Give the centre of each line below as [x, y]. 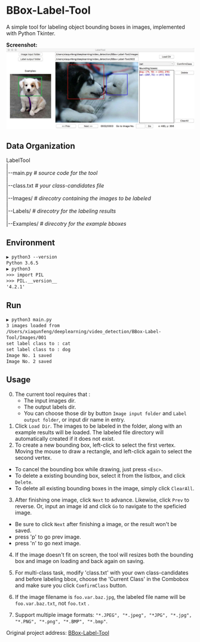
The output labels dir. [50, 407]
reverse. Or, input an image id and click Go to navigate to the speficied [101, 506]
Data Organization [41, 146]
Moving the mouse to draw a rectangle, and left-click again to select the [103, 451]
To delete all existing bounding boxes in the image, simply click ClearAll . [104, 488]
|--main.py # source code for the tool [52, 173]
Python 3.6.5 [22, 263]
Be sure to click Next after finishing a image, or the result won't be [96, 524]
